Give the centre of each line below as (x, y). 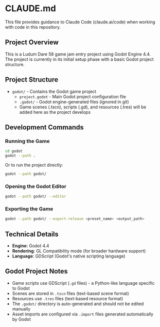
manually (21, 309)
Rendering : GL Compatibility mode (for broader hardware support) (79, 251)
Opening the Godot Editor (36, 186)
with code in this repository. (33, 27)
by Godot (21, 319)
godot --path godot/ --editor (36, 197)
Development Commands (44, 127)
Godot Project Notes (36, 271)
